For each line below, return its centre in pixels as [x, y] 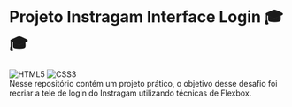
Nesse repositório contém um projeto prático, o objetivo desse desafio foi [143, 83]
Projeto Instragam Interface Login [135, 17]
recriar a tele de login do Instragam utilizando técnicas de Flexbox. [131, 93]
